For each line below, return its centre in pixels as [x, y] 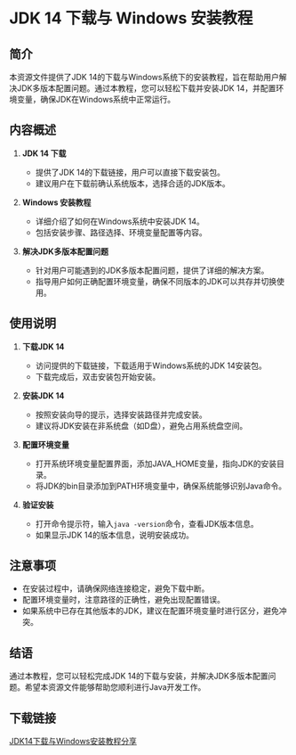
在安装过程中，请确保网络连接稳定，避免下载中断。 [116, 588]
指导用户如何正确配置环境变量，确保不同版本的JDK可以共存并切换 [156, 281]
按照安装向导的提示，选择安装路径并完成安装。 [121, 414]
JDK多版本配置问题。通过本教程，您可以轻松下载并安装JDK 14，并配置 [146, 88]
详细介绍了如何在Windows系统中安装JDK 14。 [120, 221]
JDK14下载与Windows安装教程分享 [73, 742]
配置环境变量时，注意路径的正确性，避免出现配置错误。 [123, 600]
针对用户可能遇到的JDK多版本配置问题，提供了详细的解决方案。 [152, 270]
